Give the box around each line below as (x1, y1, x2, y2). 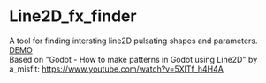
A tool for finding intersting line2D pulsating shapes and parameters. (9, 35, 258, 46)
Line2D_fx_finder (9, 6, 137, 26)
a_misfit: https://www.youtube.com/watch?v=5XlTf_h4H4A (9, 64, 224, 74)
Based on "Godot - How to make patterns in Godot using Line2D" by (9, 54, 258, 64)
